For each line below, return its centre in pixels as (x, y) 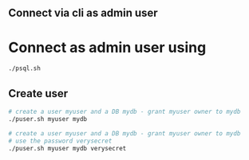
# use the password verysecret (60, 141)
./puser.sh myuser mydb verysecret (67, 148)
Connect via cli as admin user (83, 13)
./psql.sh (25, 68)
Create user (38, 94)
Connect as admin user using (107, 47)
